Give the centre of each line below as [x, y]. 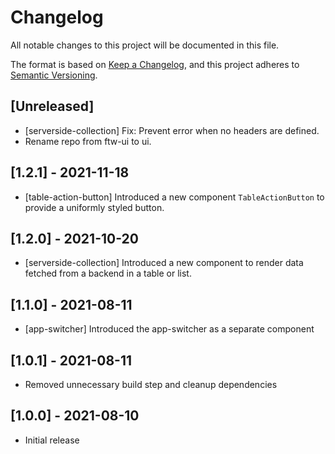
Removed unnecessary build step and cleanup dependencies [151, 384]
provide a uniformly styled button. [94, 207]
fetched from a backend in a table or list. [108, 273]
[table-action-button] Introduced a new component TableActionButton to [174, 197]
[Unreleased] [52, 106]
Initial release [52, 440]
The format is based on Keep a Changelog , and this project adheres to [155, 64]
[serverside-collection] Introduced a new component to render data [164, 263]
